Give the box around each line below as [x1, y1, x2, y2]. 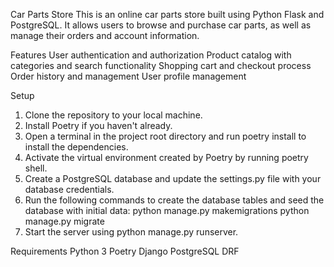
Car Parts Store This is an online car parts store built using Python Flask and [10, 9, 325, 20]
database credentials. [24, 184, 115, 195]
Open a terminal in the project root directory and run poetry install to [24, 130, 307, 142]
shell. [24, 162, 48, 174]
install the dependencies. [24, 141, 129, 153]
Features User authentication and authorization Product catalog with [10, 49, 292, 61]
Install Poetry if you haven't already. [24, 120, 173, 131]
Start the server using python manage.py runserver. [24, 226, 239, 238]
